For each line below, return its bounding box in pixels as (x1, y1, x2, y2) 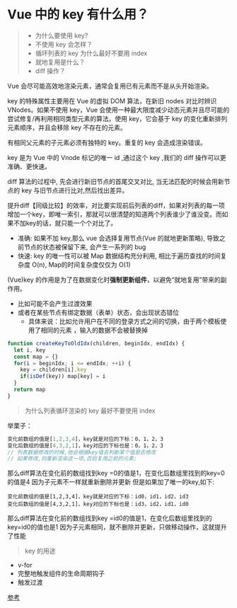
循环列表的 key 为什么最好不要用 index (35, 49, 148, 57)
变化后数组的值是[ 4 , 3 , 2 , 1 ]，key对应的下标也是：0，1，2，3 (7, 442, 164, 449)
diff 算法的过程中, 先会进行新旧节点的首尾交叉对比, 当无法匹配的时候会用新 (7, 177, 224, 185)
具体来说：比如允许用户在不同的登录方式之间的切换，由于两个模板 (28, 316, 221, 326)
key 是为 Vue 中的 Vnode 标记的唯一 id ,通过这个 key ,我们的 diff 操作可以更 (7, 153, 226, 161)
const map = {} (13, 353, 59, 360)
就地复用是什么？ (35, 57, 86, 66)
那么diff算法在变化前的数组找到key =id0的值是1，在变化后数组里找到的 (7, 514, 212, 522)
